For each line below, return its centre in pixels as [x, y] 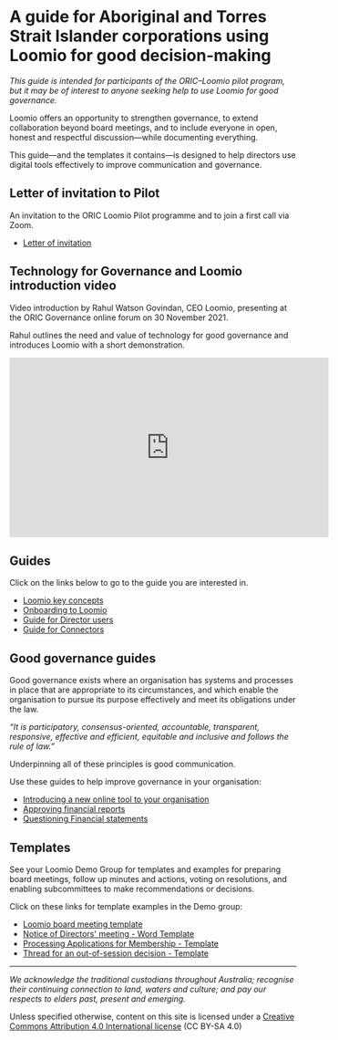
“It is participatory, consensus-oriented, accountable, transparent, [134, 727]
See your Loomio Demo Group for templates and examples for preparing [145, 869]
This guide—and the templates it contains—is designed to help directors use [153, 155]
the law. [24, 710]
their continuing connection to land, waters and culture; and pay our [138, 989]
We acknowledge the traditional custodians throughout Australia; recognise [152, 979]
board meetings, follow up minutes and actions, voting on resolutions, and [148, 879]
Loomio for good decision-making [140, 56]
